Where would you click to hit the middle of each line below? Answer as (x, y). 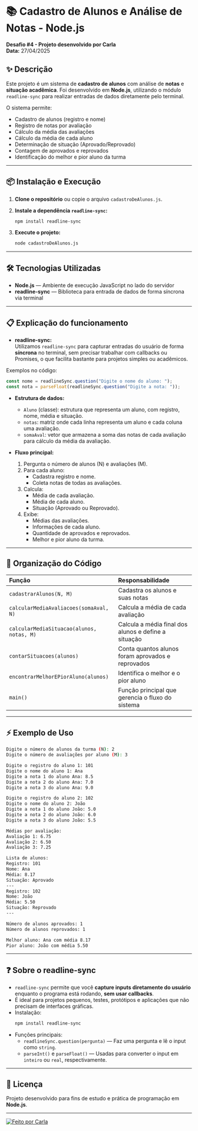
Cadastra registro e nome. (64, 476)
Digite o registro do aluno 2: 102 (50, 798)
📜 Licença (24, 1084)
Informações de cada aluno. (66, 527)
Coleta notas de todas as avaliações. (77, 482)
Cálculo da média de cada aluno (54, 138)
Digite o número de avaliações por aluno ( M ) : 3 (67, 755)
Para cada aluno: (44, 470)
